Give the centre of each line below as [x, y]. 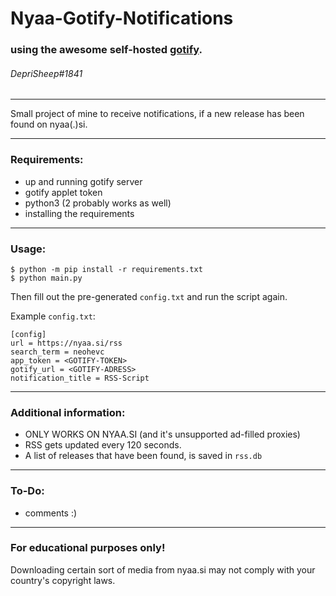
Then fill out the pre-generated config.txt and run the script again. [149, 296]
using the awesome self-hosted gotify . [106, 50]
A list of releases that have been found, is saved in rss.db [143, 456]
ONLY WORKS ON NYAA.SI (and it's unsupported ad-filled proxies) [162, 434]
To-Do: [27, 491]
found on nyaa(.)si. [49, 124]
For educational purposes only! [88, 548]
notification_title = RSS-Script [80, 378]
